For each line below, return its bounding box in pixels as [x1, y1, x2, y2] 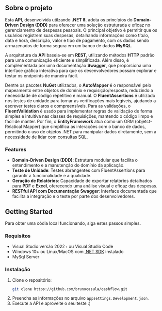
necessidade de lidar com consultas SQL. [5, 134, 88, 140]
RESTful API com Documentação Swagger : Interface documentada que [12, 188, 157, 194]
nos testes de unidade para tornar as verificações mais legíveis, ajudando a [5, 97, 156, 104]
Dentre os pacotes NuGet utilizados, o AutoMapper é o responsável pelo [5, 82, 151, 88]
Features [5, 146, 27, 153]
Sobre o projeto [5, 4, 52, 12]
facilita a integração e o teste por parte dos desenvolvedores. [12, 193, 135, 199]
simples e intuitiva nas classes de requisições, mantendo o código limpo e [5, 113, 153, 119]
